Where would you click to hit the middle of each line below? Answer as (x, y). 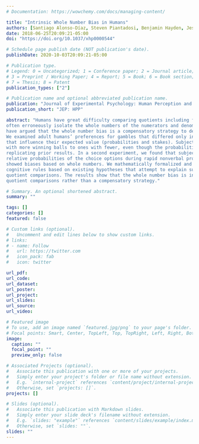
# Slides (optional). (33, 404)
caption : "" (26, 344)
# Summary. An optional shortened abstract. (62, 191)
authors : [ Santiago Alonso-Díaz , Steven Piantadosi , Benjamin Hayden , (95, 28)
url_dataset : (22, 284)
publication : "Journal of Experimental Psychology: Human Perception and (99, 104)
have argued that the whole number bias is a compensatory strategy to (96, 131)
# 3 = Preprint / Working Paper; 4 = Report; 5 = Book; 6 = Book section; (100, 77)
